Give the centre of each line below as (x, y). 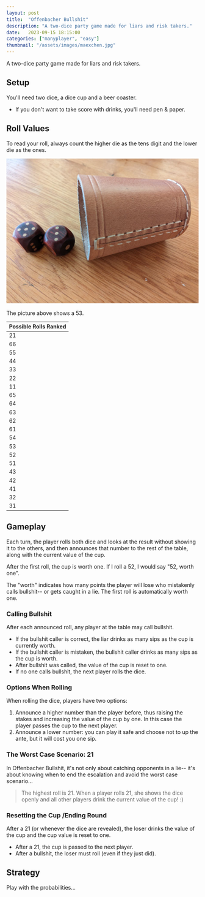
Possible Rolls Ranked (38, 327)
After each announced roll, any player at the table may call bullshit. (90, 627)
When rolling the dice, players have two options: (67, 701)
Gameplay (26, 527)
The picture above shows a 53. (45, 313)
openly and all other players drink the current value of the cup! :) (103, 799)
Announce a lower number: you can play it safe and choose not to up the (106, 732)
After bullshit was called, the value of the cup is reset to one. (91, 665)
